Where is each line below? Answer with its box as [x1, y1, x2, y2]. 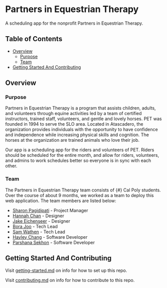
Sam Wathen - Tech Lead [12, 229, 65, 235]
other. [5, 163, 18, 169]
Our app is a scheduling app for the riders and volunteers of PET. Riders [5, 147, 154, 153]
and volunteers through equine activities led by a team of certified [5, 111, 142, 117]
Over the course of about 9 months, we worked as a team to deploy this [5, 192, 154, 198]
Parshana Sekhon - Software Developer [12, 239, 95, 245]
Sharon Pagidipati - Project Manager [12, 207, 89, 213]
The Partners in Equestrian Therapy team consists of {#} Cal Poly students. [5, 187, 161, 193]
